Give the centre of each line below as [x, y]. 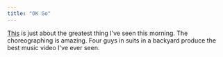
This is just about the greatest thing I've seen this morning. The [98, 33]
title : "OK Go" [29, 13]
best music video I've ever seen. [53, 47]
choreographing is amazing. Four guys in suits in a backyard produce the [112, 40]
